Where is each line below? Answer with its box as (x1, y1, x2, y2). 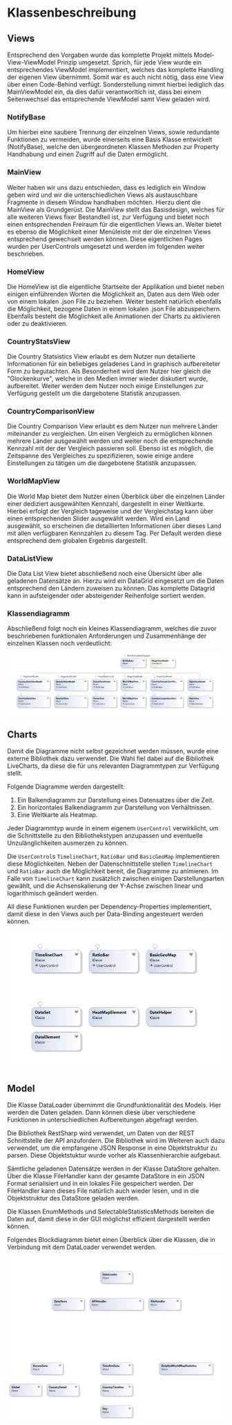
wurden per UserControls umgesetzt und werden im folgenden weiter (7, 242, 205, 250)
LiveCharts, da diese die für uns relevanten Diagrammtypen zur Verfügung (7, 762, 220, 770)
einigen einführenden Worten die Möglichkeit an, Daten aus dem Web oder (7, 290, 220, 298)
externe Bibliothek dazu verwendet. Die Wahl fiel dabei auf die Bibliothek (7, 754, 214, 763)
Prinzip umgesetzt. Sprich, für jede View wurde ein (57, 58, 202, 67)
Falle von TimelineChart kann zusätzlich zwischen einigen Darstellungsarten (7, 875, 224, 883)
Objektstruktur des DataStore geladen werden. (7, 1194, 140, 1203)
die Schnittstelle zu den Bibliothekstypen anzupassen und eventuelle (7, 832, 203, 840)
